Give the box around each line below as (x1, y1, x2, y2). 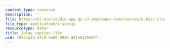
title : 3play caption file (5, 30, 62, 35)
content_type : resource (5, 7, 56, 12)
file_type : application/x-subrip (5, 21, 76, 26)
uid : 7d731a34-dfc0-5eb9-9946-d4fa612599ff (5, 35, 99, 40)
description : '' (5, 12, 39, 17)
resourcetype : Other (5, 26, 49, 31)
